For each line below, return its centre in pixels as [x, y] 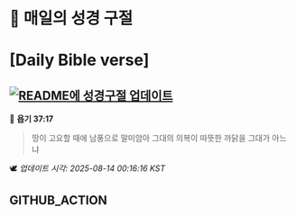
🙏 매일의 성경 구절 [71, 18]
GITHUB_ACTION [59, 200]
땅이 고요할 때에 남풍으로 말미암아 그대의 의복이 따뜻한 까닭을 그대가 [151, 138]
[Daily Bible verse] [79, 60]
